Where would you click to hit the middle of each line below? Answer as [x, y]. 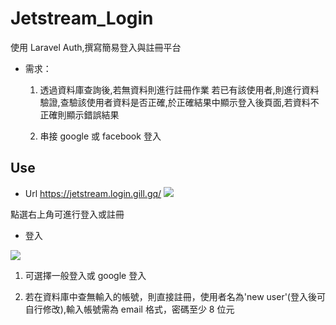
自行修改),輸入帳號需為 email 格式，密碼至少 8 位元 [129, 309]
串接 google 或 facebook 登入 [100, 136]
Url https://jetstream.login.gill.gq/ [93, 193]
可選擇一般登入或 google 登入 [85, 275]
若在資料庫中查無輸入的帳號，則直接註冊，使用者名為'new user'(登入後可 [175, 296]
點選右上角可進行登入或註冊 [67, 214]
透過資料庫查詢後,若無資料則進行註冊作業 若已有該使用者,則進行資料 [179, 89]
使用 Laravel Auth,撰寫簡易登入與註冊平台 [96, 47]
